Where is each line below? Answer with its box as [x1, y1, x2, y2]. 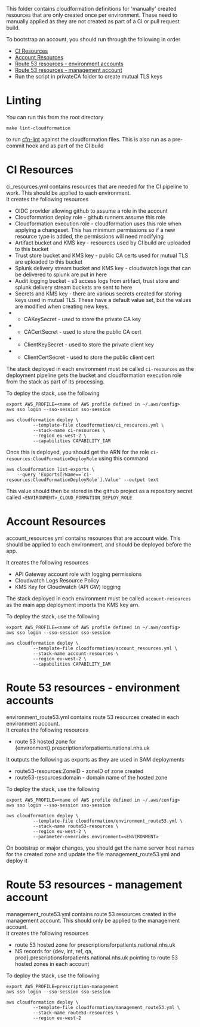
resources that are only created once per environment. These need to [6, 11, 178, 19]
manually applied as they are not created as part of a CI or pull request [6, 18, 180, 25]
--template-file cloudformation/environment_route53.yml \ [32, 818, 183, 824]
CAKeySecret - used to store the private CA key [23, 315, 141, 322]
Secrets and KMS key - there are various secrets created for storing [14, 290, 182, 297]
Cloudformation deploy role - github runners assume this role [14, 213, 166, 220]
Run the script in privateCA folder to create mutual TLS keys [14, 73, 163, 80]
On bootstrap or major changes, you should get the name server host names [6, 844, 195, 851]
